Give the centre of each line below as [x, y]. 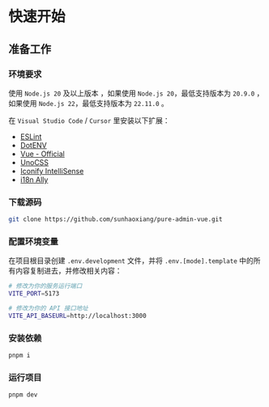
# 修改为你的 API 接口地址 [49, 308]
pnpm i [19, 356]
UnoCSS [34, 162]
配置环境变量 [34, 241]
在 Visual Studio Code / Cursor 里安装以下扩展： [89, 120]
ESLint [31, 136]
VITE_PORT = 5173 [34, 294]
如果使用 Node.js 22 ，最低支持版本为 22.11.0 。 [88, 103]
